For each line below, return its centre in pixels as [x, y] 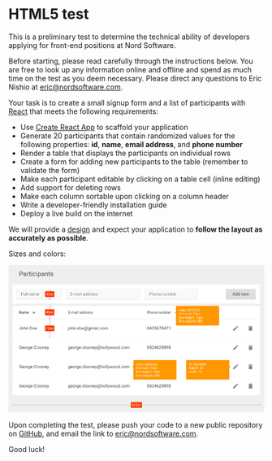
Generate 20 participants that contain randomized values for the [127, 136]
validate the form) [50, 170]
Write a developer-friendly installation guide [94, 205]
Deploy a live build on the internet [76, 213]
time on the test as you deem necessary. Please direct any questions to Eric [135, 78]
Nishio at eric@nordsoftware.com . [66, 87]
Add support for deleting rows [71, 187]
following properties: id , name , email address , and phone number [132, 144]
